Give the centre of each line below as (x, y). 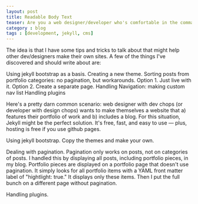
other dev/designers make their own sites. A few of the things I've (86, 56)
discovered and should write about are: (54, 63)
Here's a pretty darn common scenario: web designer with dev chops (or (95, 104)
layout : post (22, 11)
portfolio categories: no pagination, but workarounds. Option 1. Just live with (99, 81)
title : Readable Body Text (39, 17)
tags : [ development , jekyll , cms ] (50, 34)
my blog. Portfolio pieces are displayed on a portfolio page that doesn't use (98, 165)
